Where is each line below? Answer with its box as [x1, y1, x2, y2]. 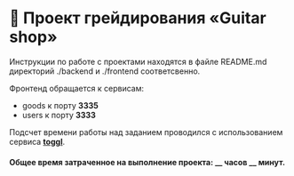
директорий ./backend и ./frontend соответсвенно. [9, 66, 201, 76]
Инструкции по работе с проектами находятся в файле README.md [9, 56, 267, 67]
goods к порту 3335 [21, 100, 99, 110]
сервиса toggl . [9, 136, 65, 147]
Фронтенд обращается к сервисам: [9, 83, 145, 93]
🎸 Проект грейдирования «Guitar [9, 8, 266, 28]
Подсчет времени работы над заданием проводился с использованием [9, 126, 283, 137]
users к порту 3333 [21, 109, 96, 120]
